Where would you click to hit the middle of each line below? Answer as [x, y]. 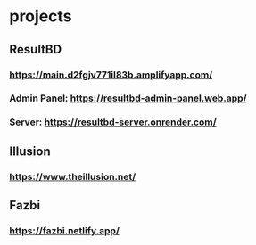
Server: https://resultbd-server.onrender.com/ [113, 122]
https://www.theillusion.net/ [73, 176]
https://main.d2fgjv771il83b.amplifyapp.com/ [111, 75]
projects [41, 16]
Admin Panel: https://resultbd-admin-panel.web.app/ [128, 98]
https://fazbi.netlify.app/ [65, 231]
